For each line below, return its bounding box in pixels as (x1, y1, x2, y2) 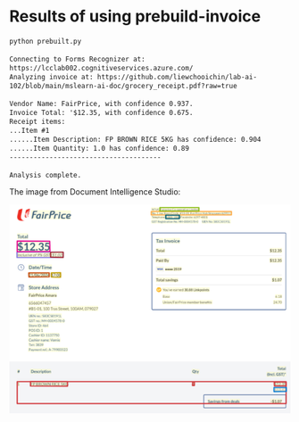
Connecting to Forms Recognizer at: (9, 54, 145, 63)
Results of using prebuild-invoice (9, 6, 262, 27)
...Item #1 (9, 126, 50, 135)
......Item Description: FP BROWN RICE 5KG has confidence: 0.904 (9, 135, 262, 144)
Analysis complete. (9, 170, 82, 179)
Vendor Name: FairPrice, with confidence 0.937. (9, 99, 194, 108)
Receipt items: (9, 117, 66, 126)
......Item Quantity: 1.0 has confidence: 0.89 (9, 144, 190, 153)
